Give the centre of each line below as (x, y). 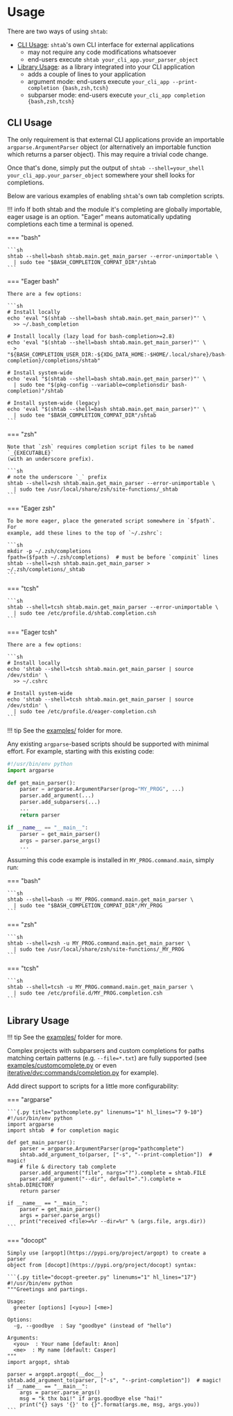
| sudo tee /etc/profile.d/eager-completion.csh (85, 711)
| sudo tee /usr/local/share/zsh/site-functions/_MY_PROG (99, 950)
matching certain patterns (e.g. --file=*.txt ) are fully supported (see (107, 1058)
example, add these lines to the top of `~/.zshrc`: (85, 533)
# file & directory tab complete (68, 1167)
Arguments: (23, 1338)
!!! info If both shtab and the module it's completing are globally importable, (115, 209)
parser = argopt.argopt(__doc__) (55, 1374)
